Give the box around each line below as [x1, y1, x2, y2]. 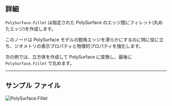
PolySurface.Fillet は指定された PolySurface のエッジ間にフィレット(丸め [5, 19, 163, 25]
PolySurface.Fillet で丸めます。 [5, 60, 75, 66]
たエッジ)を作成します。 [5, 25, 56, 32]
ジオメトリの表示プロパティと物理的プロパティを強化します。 [14, 43, 143, 49]
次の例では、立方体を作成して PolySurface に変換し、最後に [5, 54, 132, 60]
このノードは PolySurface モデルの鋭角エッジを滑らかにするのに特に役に [5, 36, 160, 42]
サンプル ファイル [5, 81, 61, 90]
